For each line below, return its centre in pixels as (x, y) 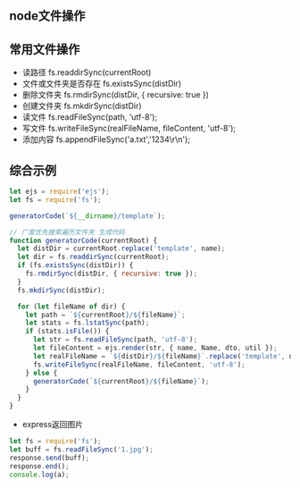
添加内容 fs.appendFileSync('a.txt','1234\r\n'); (106, 139)
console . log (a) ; (39, 475)
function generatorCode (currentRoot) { (83, 240)
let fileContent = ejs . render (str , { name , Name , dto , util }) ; (155, 348)
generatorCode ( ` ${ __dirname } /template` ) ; (87, 216)
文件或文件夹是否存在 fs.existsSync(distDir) (102, 84)
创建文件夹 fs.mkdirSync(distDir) (82, 106)
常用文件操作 (45, 49)
